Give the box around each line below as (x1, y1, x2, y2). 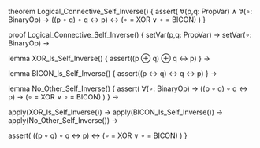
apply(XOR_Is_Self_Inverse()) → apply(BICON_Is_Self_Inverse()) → (8, 107, 223, 117)
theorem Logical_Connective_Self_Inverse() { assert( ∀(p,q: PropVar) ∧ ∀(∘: (8, 7, 253, 16)
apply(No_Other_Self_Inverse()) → (8, 116, 118, 125)
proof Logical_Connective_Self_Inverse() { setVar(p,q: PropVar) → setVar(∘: (8, 31, 252, 39)
